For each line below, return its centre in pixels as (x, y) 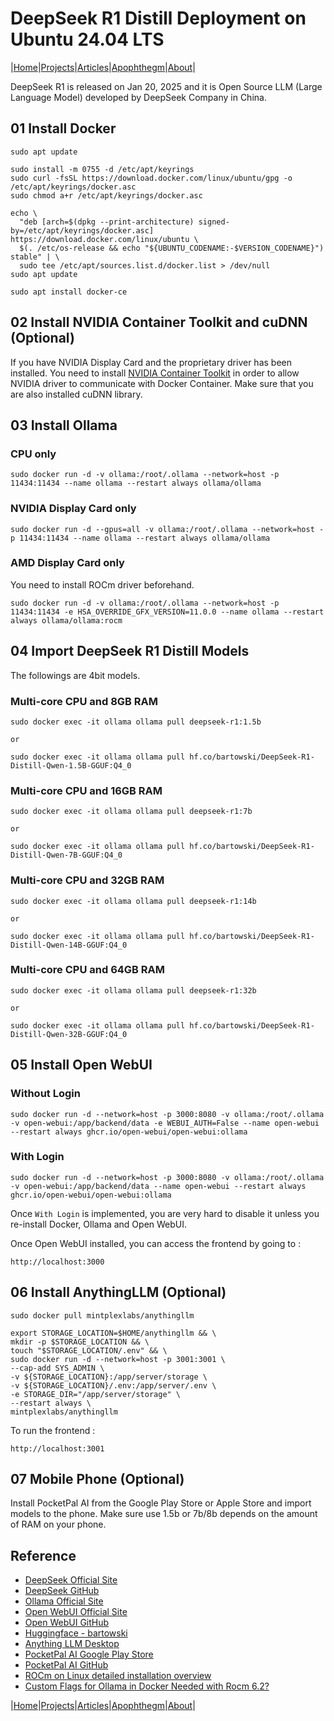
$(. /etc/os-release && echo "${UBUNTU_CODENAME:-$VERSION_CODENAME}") (172, 248)
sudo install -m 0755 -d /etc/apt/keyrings (102, 169)
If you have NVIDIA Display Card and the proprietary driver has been (151, 362)
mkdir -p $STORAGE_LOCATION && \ (80, 1342)
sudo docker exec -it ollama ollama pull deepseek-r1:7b (131, 812)
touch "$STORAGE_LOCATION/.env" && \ (89, 1350)
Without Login (45, 1094)
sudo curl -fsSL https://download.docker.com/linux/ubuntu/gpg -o (151, 178)
